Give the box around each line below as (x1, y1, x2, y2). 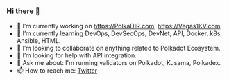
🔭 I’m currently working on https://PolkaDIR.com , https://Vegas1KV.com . (16, 22, 223, 30)
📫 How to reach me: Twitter (16, 66, 98, 75)
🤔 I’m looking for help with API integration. (16, 51, 137, 60)
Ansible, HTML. (16, 37, 61, 45)
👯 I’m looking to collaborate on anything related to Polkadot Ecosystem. (16, 44, 221, 53)
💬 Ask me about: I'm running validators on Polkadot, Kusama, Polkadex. (16, 59, 221, 67)
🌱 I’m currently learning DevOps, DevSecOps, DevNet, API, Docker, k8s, (16, 29, 223, 37)
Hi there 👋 (6, 6, 41, 16)
